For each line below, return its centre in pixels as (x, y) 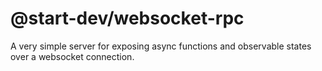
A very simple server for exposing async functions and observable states (161, 46)
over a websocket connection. (72, 56)
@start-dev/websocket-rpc (127, 18)
